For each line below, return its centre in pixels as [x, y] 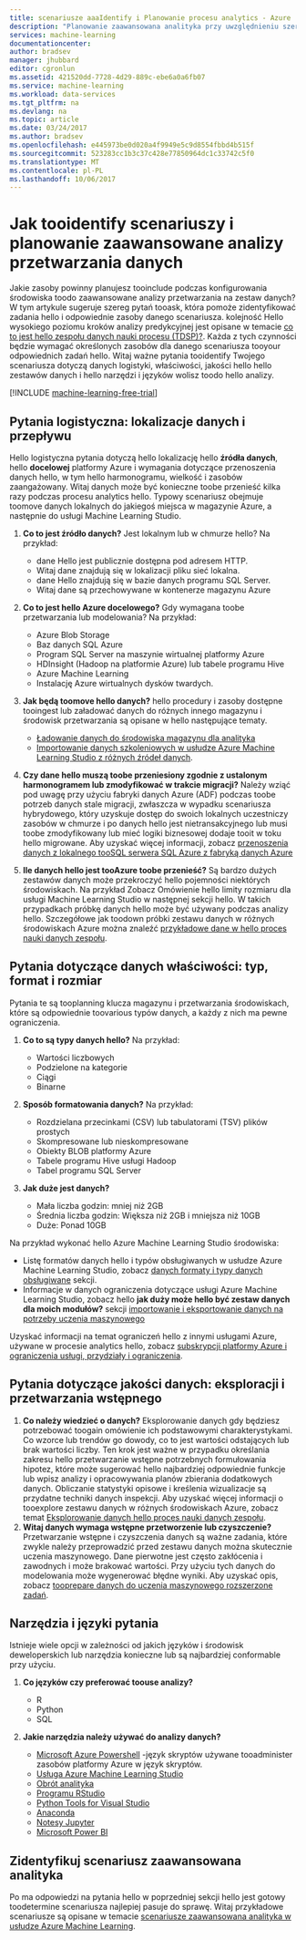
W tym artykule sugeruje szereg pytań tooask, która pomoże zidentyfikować [153, 307]
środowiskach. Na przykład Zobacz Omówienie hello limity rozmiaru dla [157, 889]
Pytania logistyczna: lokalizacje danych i [127, 422]
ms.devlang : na [38, 111]
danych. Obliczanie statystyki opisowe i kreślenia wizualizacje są [144, 1488]
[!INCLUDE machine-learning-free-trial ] [83, 393]
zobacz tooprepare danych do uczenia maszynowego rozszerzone [148, 1585]
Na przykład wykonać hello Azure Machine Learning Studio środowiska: [144, 1243]
